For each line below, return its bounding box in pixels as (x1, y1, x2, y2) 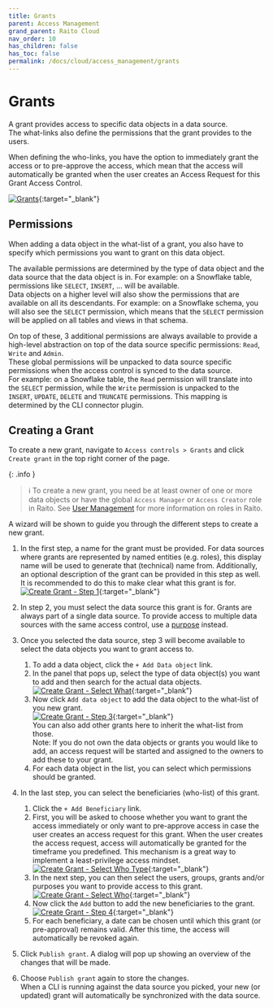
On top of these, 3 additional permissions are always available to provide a (8, 331, 258, 341)
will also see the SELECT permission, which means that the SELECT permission (8, 306, 264, 316)
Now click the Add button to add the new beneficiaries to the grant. (32, 899, 255, 909)
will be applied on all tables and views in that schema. (8, 315, 188, 325)
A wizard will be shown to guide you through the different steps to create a (8, 519, 258, 529)
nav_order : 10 (8, 34, 57, 43)
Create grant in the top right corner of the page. (8, 454, 171, 463)
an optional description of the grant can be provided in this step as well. (19, 570, 261, 580)
